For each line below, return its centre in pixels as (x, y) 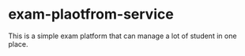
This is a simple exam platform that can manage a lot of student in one (122, 36)
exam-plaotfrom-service (91, 14)
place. (19, 44)
